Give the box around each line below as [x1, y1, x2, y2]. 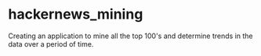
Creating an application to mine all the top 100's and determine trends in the [8, 31, 253, 40]
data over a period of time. [8, 39, 94, 48]
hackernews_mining [8, 5, 143, 23]
